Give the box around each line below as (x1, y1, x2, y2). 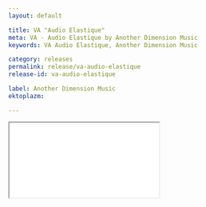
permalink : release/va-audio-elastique (8, 63, 141, 71)
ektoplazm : (8, 92, 45, 100)
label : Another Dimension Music (8, 85, 116, 93)
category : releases (8, 55, 73, 64)
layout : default (8, 11, 62, 20)
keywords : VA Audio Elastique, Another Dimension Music (8, 41, 198, 49)
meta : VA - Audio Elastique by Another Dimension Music (8, 34, 198, 42)
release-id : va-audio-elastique (8, 70, 116, 78)
